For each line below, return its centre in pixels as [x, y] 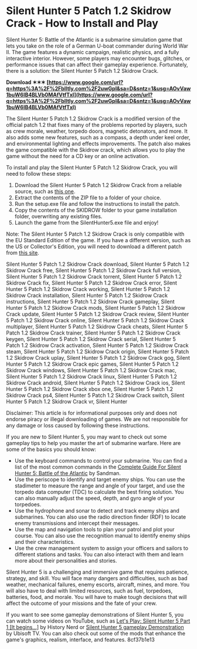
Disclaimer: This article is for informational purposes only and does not [91, 413]
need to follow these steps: [39, 173]
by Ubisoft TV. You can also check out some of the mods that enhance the [96, 633]
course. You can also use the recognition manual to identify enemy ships [102, 536]
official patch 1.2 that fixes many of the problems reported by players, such [97, 125]
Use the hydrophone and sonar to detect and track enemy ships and [97, 510]
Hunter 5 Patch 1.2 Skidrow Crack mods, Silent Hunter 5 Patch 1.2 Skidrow [96, 307]
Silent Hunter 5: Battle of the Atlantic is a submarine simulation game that [94, 39]
